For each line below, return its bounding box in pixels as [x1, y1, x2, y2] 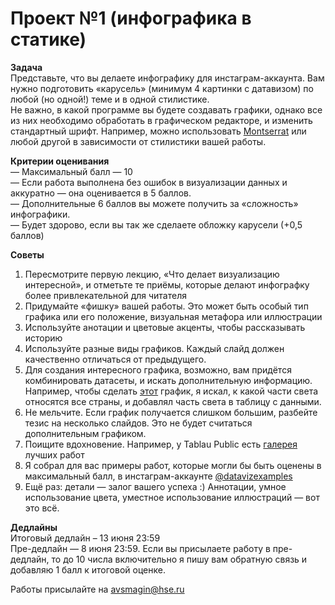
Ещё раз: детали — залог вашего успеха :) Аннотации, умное [24, 480, 287, 492]
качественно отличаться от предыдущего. [24, 353, 207, 365]
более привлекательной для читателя [24, 289, 187, 301]
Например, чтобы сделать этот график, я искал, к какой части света [24, 385, 319, 397]
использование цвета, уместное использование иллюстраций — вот [24, 491, 320, 503]
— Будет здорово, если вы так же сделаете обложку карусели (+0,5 [10, 218, 303, 231]
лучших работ [24, 448, 85, 461]
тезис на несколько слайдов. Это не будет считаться [24, 417, 253, 429]
